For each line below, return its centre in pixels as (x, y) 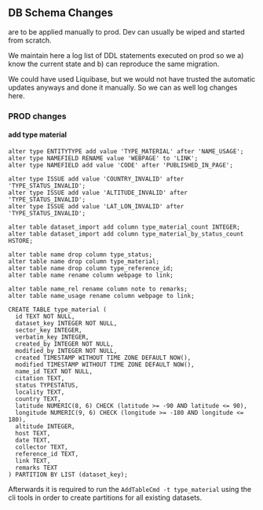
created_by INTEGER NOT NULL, (64, 344)
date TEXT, (33, 440)
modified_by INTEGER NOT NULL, (66, 350)
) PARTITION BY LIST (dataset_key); (68, 475)
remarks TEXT (37, 468)
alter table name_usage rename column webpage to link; (101, 295)
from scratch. (30, 40)
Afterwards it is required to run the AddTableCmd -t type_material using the (130, 489)
